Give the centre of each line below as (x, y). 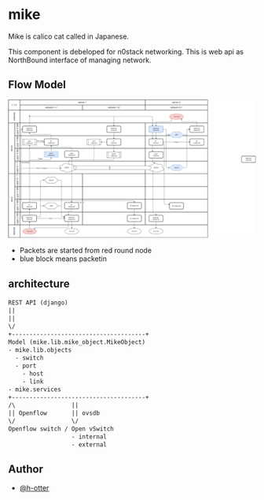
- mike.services (35, 390)
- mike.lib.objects (40, 350)
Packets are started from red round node (85, 251)
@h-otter (34, 487)
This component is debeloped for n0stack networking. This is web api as (126, 51)
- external (89, 445)
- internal (89, 437)
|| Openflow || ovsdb (54, 413)
